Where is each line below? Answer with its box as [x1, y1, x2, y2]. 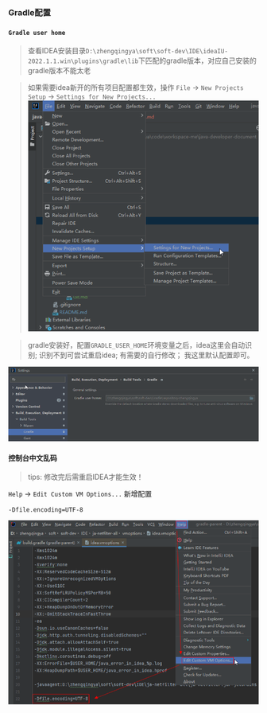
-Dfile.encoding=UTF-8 [8, 506, 83, 514]
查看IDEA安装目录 [27, 46, 86, 56]
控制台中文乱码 [8, 453, 57, 462]
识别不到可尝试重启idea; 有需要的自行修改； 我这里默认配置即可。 [38, 350, 254, 360]
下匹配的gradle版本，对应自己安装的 [137, 56, 257, 65]
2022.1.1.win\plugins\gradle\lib [27, 57, 139, 65]
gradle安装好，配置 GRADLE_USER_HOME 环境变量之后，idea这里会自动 [27, 341, 246, 350]
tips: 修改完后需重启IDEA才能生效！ [27, 472, 144, 482]
